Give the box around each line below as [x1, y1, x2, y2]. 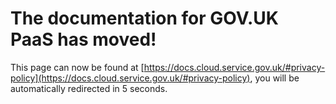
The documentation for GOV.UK [10, 7, 279, 30]
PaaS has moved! [10, 28, 157, 51]
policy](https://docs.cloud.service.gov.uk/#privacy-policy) [10, 72, 251, 84]
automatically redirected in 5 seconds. [10, 82, 168, 94]
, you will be [249, 72, 300, 84]
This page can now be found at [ [10, 61, 145, 73]
